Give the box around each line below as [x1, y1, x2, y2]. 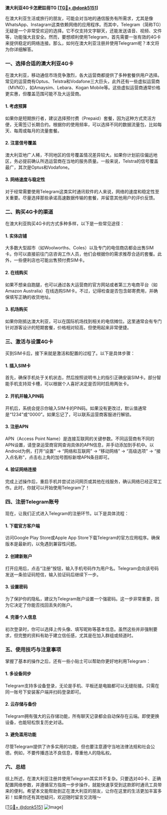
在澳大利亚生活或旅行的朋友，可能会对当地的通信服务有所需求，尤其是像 [5, 15, 153, 21]
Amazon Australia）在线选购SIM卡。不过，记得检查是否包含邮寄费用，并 [5, 288, 154, 294]
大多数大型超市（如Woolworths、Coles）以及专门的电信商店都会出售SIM [5, 245, 154, 251]
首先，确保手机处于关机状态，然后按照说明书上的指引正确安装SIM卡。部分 [5, 374, 157, 380]
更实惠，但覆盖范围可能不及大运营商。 [5, 91, 83, 97]
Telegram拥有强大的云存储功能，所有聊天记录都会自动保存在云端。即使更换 [5, 713, 160, 719]
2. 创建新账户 [5, 553, 32, 559]
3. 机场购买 [5, 306, 28, 312]
